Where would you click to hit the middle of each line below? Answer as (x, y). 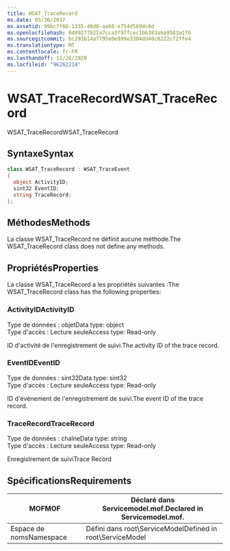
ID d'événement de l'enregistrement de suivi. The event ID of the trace (105, 398)
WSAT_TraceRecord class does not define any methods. (86, 246)
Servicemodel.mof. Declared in (153, 508)
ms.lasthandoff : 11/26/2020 (47, 58)
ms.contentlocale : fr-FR (42, 52)
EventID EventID (34, 363)
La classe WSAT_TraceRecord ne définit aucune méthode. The (94, 239)
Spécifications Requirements (69, 481)
